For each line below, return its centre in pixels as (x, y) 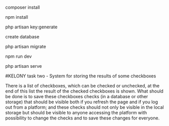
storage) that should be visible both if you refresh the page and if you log (82, 102)
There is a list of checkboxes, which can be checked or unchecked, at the (82, 86)
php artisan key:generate (31, 27)
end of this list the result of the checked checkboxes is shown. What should (84, 91)
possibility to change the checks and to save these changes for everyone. (82, 118)
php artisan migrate (26, 47)
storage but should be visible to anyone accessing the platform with (76, 113)
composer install (23, 7)
